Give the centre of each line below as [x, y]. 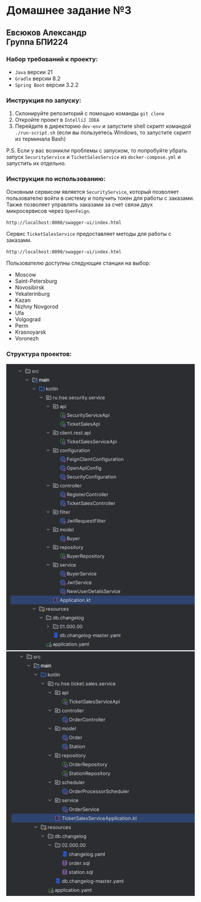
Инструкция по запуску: [44, 100]
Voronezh [27, 338]
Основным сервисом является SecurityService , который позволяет [93, 192]
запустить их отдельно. [36, 163]
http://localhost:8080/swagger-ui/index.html [64, 223]
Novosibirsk [30, 287]
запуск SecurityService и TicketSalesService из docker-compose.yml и [94, 157]
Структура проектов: [39, 354]
